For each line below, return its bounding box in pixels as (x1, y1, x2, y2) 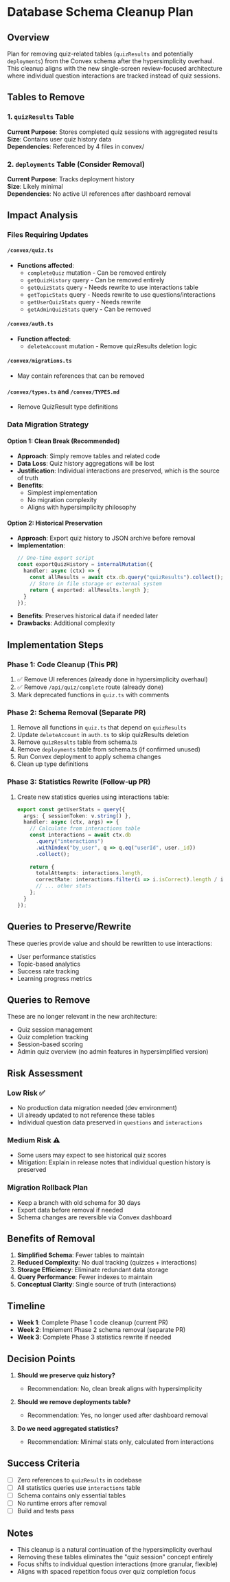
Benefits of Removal (7, 1233, 95, 1245)
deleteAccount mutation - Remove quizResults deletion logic (27, 341, 198, 350)
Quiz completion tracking (16, 1033, 89, 1041)
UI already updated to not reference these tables (16, 1111, 155, 1120)
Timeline (7, 1300, 46, 1312)
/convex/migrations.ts (7, 358, 72, 365)
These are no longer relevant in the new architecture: (7, 1013, 157, 1021)
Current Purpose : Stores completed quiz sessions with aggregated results (7, 128, 218, 136)
